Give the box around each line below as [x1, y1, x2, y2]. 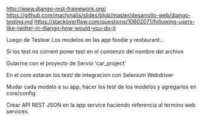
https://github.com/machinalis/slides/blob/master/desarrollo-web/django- [6, 12, 191, 19]
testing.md [6, 18, 33, 25]
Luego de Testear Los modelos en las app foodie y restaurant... [6, 36, 165, 43]
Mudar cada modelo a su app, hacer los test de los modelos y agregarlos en [6, 83, 197, 90]
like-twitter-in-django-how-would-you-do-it [6, 24, 116, 32]
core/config [6, 90, 36, 96]
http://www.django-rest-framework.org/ [6, 5, 106, 12]
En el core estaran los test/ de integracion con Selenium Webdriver [6, 72, 174, 78]
